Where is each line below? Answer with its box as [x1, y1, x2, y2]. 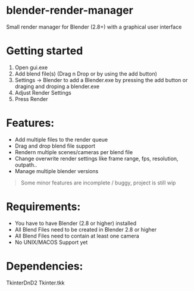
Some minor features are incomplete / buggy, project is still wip [20, 179, 176, 186]
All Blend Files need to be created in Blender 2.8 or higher [14, 226, 157, 233]
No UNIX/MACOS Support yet [14, 239, 88, 246]
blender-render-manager [6, 4, 134, 17]
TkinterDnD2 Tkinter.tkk [6, 279, 65, 286]
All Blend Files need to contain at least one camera [14, 232, 140, 239]
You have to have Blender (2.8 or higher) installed [14, 220, 137, 227]
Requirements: [6, 200, 81, 213]
